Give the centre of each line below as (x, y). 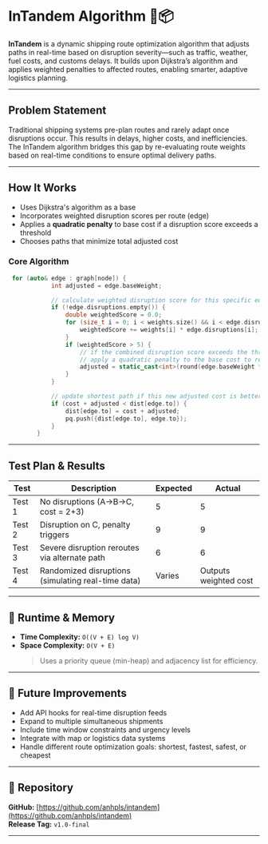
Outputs (215, 571)
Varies (167, 575)
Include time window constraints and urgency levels (105, 730)
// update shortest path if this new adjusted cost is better (156, 396)
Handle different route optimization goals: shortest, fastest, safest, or (133, 746)
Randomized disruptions (85, 571)
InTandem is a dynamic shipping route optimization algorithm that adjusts (129, 44)
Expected (174, 488)
